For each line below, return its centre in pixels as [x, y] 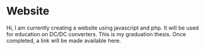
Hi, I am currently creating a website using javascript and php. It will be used [102, 28]
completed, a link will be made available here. [64, 40]
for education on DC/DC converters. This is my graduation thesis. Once [96, 34]
